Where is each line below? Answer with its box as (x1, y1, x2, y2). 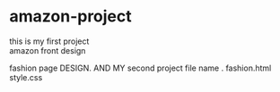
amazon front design (9, 45, 86, 55)
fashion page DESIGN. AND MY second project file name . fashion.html (9, 63, 272, 73)
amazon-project (9, 6, 132, 27)
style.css (9, 71, 43, 82)
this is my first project (9, 36, 90, 46)
